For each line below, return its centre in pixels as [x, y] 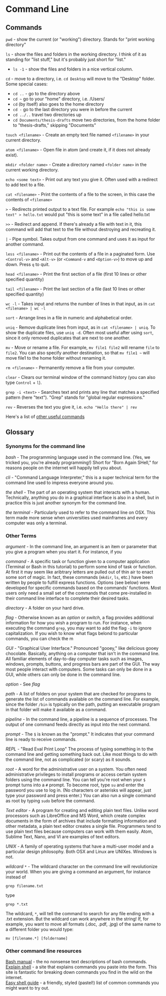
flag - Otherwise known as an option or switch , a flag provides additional [80, 617]
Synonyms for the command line [45, 446]
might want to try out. [28, 988]
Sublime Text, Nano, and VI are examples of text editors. [63, 836]
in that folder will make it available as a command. [56, 709]
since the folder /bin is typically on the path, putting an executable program [83, 704]
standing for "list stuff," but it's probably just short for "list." [66, 60]
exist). [12, 155]
